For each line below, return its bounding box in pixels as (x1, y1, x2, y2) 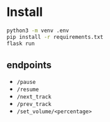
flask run (6, 40, 36, 47)
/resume (16, 86, 39, 94)
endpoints (6, 59, 52, 71)
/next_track (16, 94, 52, 101)
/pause (16, 79, 36, 86)
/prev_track (16, 101, 52, 108)
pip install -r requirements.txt (6, 33, 104, 40)
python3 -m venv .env (6, 27, 70, 34)
